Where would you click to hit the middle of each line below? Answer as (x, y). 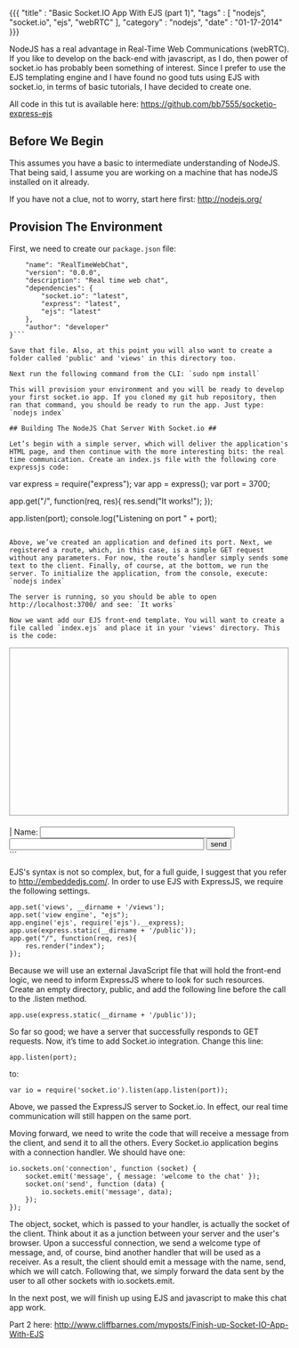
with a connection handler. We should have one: (97, 1152)
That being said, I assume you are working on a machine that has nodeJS (144, 172)
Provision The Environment (86, 227)
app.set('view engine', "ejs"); (69, 915)
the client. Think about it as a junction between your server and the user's (145, 1233)
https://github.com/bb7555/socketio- (209, 104)
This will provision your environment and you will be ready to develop (147, 389)
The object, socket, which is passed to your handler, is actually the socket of (149, 1223)
